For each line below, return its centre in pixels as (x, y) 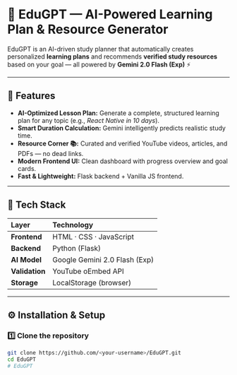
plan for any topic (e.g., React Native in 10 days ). (89, 120)
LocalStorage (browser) (92, 282)
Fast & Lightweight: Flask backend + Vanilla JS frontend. (101, 176)
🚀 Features (31, 96)
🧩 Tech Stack (37, 205)
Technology (73, 225)
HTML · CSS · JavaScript (93, 237)
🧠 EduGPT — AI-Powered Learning (110, 14)
